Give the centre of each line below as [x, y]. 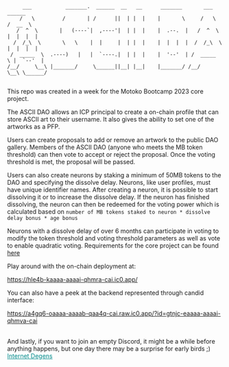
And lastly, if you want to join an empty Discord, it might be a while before [111, 341]
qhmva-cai [22, 321]
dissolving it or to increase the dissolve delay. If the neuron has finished [108, 197]
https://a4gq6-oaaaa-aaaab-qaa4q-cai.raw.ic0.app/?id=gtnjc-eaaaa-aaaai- [114, 313]
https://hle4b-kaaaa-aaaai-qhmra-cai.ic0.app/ [73, 279]
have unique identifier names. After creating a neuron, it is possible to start [112, 190]
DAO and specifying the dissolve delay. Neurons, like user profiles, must [109, 182]
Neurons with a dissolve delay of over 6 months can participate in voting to [113, 231]
